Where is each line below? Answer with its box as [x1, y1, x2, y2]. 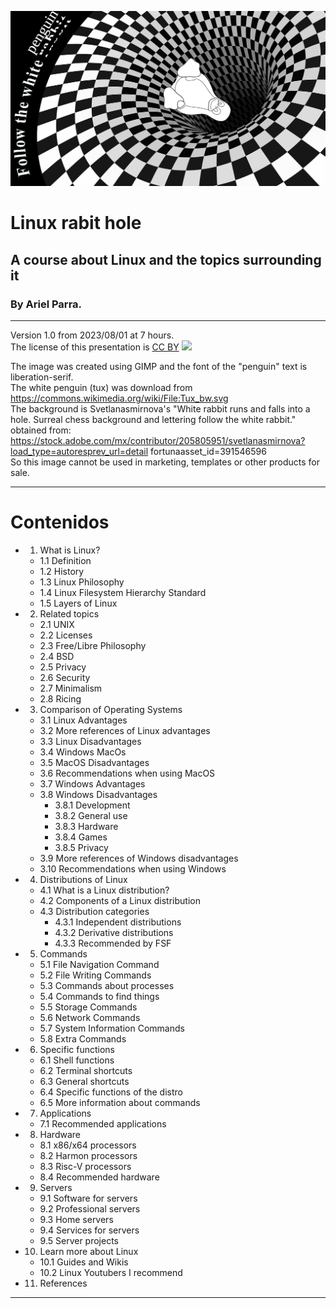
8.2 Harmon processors [39, 1149, 138, 1161]
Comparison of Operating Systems [39, 703, 183, 715]
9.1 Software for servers [39, 1192, 138, 1204]
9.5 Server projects [39, 1234, 119, 1246]
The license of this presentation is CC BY [10, 341, 180, 353]
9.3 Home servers [39, 1213, 114, 1225]
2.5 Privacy [39, 661, 87, 673]
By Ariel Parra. [10, 297, 83, 311]
